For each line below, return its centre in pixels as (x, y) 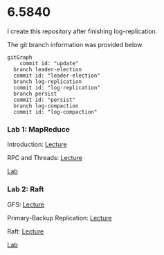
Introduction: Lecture (37, 144)
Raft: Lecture (26, 231)
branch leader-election (47, 69)
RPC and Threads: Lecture (45, 158)
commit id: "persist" (45, 100)
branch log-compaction (46, 106)
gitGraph (20, 57)
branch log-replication (47, 81)
